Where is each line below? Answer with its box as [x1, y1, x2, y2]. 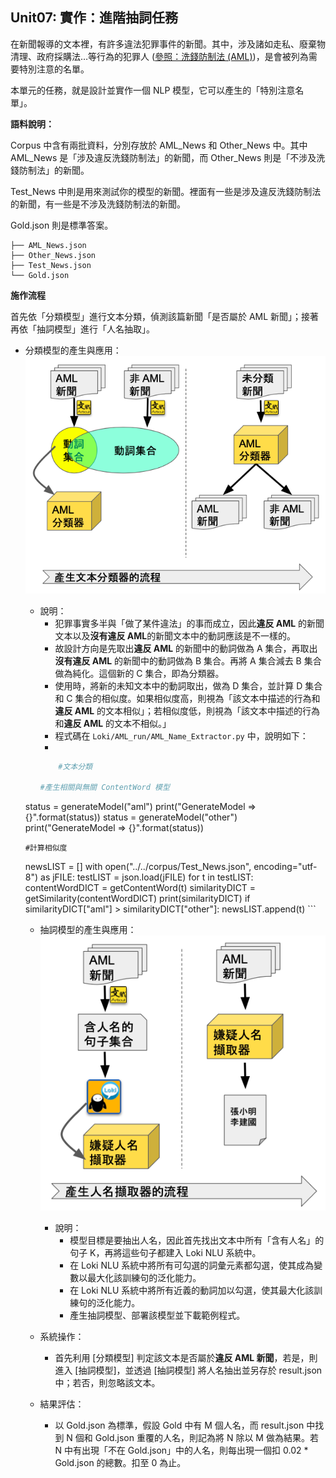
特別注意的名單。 [18, 63, 90, 75]
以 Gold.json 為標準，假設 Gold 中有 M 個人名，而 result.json [54, 1419, 305, 1431]
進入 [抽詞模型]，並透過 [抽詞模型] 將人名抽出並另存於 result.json [54, 1364, 323, 1376]
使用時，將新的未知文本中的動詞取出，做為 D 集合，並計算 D [54, 679, 303, 692]
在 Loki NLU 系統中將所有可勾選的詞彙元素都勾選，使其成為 [69, 1259, 315, 1271]
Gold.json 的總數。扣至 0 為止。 [54, 1456, 187, 1468]
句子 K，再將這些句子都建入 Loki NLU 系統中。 [69, 1246, 262, 1258]
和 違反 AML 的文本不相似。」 [54, 717, 172, 729]
